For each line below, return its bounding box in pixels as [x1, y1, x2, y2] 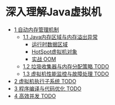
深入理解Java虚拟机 [5, 5, 102, 19]
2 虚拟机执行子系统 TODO [13, 77, 77, 84]
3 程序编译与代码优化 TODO [13, 85, 82, 92]
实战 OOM [31, 55, 56, 63]
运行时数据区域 [31, 41, 68, 48]
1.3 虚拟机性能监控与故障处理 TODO [22, 70, 109, 77]
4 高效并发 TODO [13, 92, 56, 99]
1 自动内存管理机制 [13, 26, 59, 33]
